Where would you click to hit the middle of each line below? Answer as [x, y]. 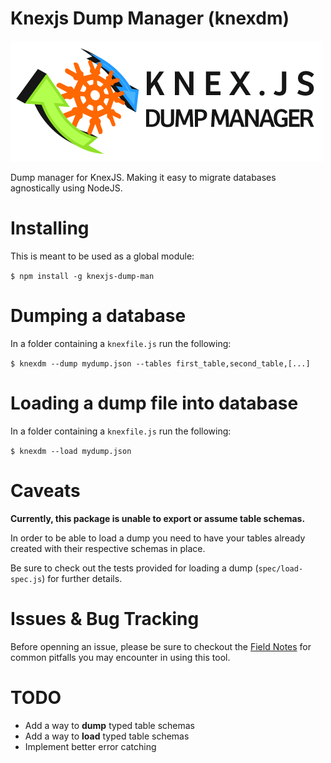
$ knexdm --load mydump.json [71, 451]
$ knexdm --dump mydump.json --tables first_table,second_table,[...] [160, 363]
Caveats [45, 490]
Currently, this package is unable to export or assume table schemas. [158, 518]
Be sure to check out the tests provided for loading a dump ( [134, 568]
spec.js [26, 579]
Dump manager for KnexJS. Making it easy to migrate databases [143, 177]
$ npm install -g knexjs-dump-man [82, 276]
